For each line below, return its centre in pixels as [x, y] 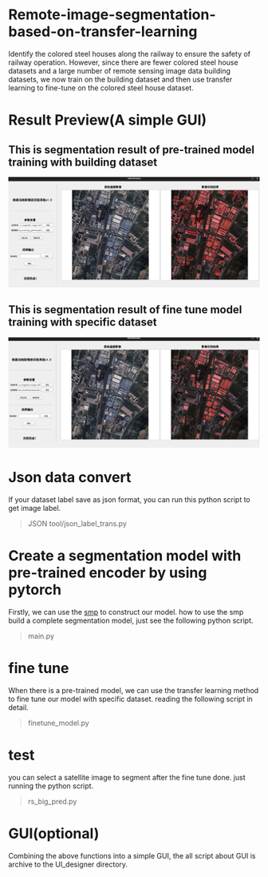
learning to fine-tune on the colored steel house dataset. [101, 88]
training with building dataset [83, 162]
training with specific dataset [83, 323]
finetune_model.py [58, 723]
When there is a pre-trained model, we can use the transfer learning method [134, 691]
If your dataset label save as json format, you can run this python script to [130, 500]
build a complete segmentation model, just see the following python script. [131, 620]
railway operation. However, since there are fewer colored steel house [123, 62]
